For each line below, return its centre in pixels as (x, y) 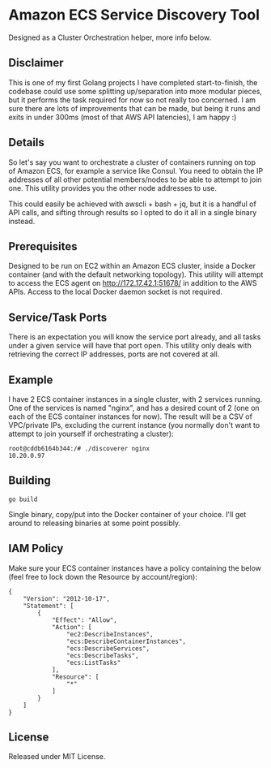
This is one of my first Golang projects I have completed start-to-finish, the (133, 82)
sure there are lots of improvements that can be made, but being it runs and (134, 108)
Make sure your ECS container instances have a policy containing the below (135, 568)
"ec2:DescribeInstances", (110, 634)
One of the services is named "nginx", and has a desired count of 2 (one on (134, 408)
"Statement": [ (49, 606)
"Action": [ (72, 627)
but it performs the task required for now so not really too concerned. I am (132, 100)
